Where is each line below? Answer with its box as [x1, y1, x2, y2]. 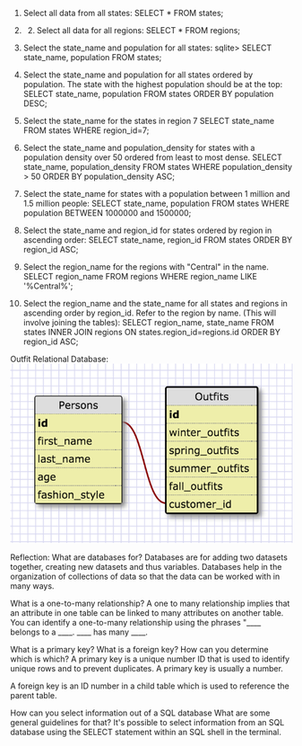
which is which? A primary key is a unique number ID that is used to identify [10, 653, 290, 664]
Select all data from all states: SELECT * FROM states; [22, 8, 224, 18]
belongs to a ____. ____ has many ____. [10, 626, 149, 637]
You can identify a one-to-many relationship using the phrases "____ [10, 617, 262, 628]
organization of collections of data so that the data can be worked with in [10, 571, 280, 582]
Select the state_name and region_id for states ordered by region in [22, 225, 272, 235]
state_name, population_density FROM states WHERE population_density [22, 162, 293, 172]
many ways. [10, 581, 55, 591]
